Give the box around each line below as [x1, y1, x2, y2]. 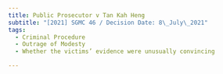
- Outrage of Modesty [15, 41, 86, 48]
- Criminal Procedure [15, 33, 86, 41]
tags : [8, 26, 26, 33]
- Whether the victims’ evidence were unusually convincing [15, 48, 215, 55]
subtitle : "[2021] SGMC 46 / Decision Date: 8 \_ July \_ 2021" [8, 19, 209, 26]
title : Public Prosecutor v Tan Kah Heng [8, 11, 146, 19]
